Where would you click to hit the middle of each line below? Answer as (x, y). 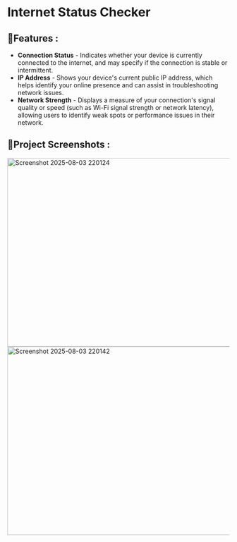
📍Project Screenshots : (59, 145)
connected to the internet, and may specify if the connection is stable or (122, 63)
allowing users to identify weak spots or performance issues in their (116, 115)
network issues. (41, 93)
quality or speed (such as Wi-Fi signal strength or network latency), (115, 107)
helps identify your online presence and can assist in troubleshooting (118, 85)
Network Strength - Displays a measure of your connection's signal (116, 100)
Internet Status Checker (79, 12)
